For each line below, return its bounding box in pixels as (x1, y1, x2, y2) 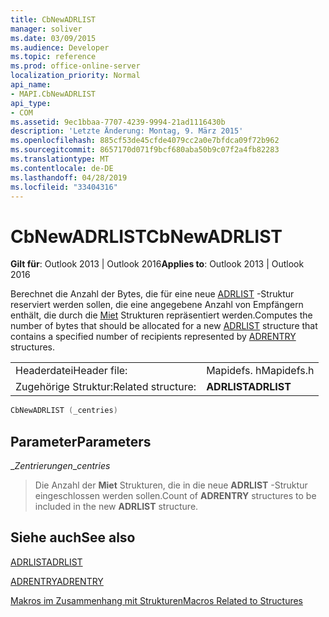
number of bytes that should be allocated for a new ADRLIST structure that (10, 320, 318, 332)
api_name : (10, 80, 52, 90)
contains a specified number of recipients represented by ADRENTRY (10, 331, 297, 343)
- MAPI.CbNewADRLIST (10, 89, 97, 99)
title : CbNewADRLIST (10, 14, 97, 25)
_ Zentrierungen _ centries (10, 460, 111, 471)
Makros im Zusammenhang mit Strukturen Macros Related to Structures (10, 594, 304, 606)
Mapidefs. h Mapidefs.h (206, 364, 315, 378)
